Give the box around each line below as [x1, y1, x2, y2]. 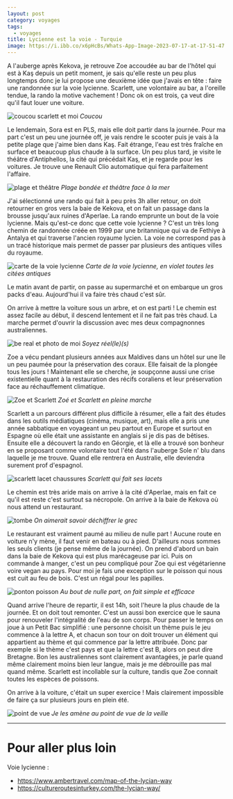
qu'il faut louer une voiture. [7, 99, 85, 106]
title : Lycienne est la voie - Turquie [7, 36, 123, 43]
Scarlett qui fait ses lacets [87, 474, 163, 483]
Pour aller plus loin [7, 740, 116, 756]
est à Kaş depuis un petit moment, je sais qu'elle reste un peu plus [7, 69, 196, 77]
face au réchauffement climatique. [7, 382, 105, 390]
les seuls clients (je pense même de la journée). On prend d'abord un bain [7, 544, 218, 553]
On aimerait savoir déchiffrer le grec [33, 516, 138, 524]
